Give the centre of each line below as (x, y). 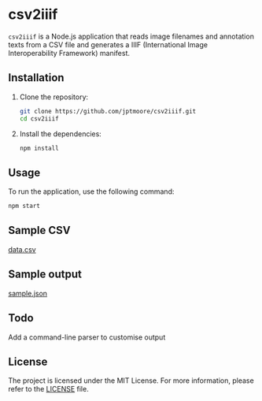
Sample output (45, 275)
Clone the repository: (54, 97)
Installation (36, 78)
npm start (24, 206)
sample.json (28, 293)
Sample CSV (39, 230)
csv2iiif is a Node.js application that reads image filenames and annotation (131, 36)
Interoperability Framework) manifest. (69, 53)
